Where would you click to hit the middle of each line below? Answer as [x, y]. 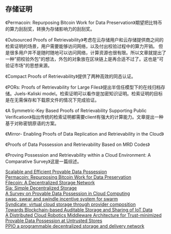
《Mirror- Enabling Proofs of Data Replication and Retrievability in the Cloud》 [85, 134]
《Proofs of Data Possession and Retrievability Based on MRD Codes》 [78, 144]
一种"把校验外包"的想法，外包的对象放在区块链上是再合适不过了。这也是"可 [84, 59]
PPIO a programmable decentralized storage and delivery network [75, 226]
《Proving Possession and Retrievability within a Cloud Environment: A [78, 155]
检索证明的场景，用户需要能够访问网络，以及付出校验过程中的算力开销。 [81, 46]
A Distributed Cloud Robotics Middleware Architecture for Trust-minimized [83, 215]
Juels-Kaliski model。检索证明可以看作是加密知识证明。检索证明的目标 [88, 93]
